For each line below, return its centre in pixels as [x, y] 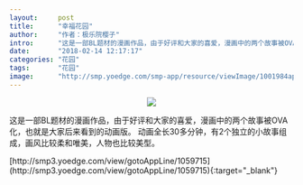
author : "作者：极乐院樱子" [64, 34]
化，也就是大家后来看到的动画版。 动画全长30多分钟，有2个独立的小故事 [144, 131]
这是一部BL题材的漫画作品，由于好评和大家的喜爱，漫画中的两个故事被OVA [149, 120]
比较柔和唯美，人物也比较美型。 [100, 143]
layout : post [42, 18]
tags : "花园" [45, 69]
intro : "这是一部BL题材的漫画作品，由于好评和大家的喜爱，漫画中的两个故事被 [147, 43]
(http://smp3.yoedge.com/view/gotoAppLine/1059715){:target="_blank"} [143, 170]
